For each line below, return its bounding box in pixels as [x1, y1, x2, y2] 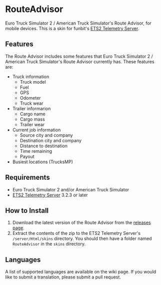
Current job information [12, 127, 61, 133]
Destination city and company [19, 137, 81, 143]
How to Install [5, 206, 49, 215]
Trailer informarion [12, 105, 51, 111]
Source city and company [19, 132, 73, 138]
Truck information [12, 74, 49, 80]
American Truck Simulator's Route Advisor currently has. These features [5, 59, 154, 65]
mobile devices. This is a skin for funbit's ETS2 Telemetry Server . [5, 25, 139, 31]
